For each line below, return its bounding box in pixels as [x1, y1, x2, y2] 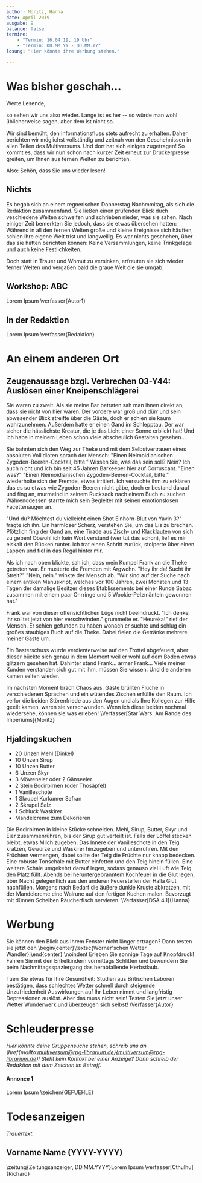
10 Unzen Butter [14, 762, 55, 770]
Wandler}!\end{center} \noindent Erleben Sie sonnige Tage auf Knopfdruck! [6, 951, 194, 958]
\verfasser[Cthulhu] [144, 1163, 194, 1171]
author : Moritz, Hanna [6, 8, 63, 15]
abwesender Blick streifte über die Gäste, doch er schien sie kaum [6, 415, 171, 422]
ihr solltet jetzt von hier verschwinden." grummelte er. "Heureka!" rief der [6, 615, 188, 623]
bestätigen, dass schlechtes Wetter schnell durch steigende [6, 981, 155, 989]
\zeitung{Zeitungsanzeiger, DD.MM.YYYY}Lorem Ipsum [6, 1163, 144, 1171]
